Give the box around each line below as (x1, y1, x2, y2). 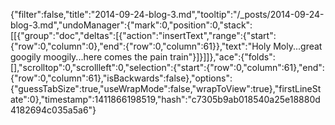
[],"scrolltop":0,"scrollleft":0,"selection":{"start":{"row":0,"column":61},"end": (10, 62, 325, 73)
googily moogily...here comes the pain (10, 51, 168, 63)
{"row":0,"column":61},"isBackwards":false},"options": (10, 72, 233, 84)
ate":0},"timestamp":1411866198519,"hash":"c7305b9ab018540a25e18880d (10, 94, 321, 105)
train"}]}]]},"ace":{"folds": (169, 51, 276, 63)
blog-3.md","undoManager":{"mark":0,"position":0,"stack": (10, 19, 253, 31)
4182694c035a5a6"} (10, 104, 97, 116)
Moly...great (273, 40, 323, 52)
